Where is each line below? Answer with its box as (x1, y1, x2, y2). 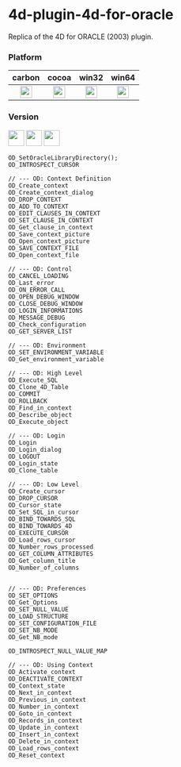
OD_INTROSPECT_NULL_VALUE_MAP (8, 647, 108, 655)
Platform (8, 52, 42, 63)
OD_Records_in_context (8, 716, 83, 724)
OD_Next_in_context (8, 688, 73, 696)
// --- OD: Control (8, 264, 73, 273)
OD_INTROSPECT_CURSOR (8, 160, 80, 168)
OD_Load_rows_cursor (8, 536, 77, 544)
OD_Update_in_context (8, 723, 80, 731)
